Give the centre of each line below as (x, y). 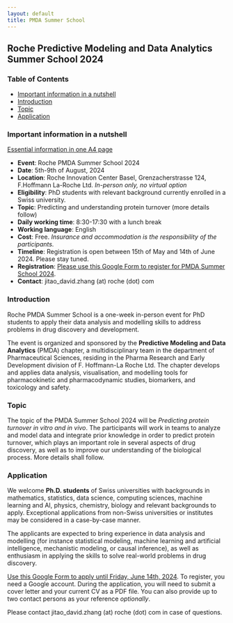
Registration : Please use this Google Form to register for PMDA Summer (121, 267)
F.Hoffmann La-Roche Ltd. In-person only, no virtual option (102, 185)
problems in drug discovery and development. (73, 329)
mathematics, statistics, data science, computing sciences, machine (105, 498)
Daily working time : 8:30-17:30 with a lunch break (89, 222)
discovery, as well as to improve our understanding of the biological (104, 450)
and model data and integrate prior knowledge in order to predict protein (111, 435)
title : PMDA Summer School (46, 20)
